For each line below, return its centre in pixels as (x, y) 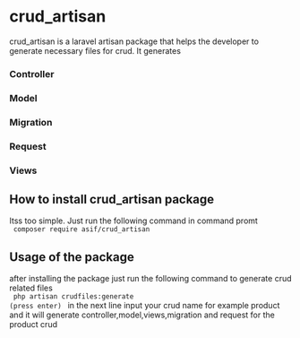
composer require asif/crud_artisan (81, 230)
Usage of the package (72, 257)
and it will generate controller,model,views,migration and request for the (142, 315)
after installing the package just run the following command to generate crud (150, 279)
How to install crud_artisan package (112, 199)
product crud (34, 325)
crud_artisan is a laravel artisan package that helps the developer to (134, 41)
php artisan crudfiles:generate (73, 297)
